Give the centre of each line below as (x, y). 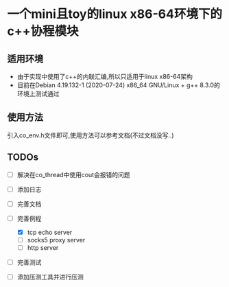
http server (43, 248)
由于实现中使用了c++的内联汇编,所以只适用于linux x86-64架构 (105, 77)
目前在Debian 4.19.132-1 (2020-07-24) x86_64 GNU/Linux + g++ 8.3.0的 (119, 85)
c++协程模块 (43, 31)
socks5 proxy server (56, 240)
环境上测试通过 (38, 94)
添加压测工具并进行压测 (50, 277)
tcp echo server (50, 232)
